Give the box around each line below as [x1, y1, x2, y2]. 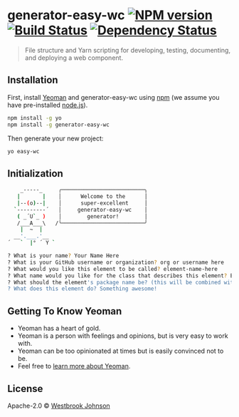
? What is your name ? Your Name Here [7, 252, 119, 259]
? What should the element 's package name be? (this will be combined [7, 279, 221, 286]
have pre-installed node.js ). [7, 101, 88, 109]
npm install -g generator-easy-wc [7, 121, 110, 128]
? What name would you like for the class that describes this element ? [7, 272, 228, 279]
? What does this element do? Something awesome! [7, 285, 158, 292]
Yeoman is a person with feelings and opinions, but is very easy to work [17, 331, 229, 340]
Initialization [7, 168, 64, 180]
